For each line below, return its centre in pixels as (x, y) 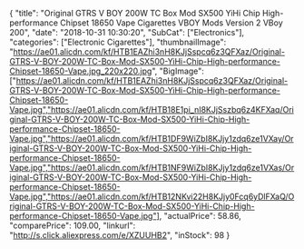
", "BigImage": (177, 71)
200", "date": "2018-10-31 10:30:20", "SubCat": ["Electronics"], (127, 32)
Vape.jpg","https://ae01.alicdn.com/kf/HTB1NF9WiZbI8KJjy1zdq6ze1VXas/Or (152, 168)
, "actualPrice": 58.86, (201, 216)
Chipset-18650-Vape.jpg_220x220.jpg (81, 71)
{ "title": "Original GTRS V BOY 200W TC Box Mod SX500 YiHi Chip (135, 13)
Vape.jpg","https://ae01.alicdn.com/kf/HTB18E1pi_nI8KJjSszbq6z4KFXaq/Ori (152, 110)
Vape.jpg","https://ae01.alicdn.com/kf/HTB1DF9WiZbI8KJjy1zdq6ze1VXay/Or (152, 139)
